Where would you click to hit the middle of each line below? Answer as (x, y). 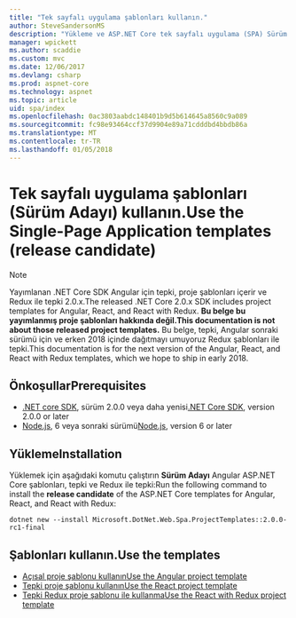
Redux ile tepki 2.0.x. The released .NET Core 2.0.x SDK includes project (140, 301)
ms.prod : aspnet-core (49, 83)
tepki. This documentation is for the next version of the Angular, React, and (145, 348)
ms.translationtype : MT (53, 133)
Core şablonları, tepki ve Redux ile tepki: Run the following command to (138, 485)
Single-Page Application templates (140, 231)
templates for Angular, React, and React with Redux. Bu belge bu (128, 311)
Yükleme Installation (66, 454)
